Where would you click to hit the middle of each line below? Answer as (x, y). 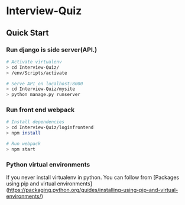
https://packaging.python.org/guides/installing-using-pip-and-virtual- (93, 190)
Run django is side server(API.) (52, 50)
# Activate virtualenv (34, 62)
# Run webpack (24, 144)
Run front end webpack (40, 110)
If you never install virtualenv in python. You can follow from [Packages (92, 177)
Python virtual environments (48, 164)
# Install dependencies (35, 122)
